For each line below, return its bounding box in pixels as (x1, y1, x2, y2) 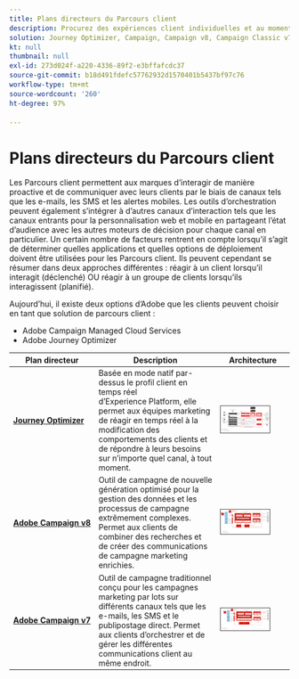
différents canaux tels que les (98, 601, 206, 611)
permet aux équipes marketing (98, 405, 211, 416)
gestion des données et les (98, 494, 198, 504)
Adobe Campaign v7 (12, 615, 92, 626)
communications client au (98, 648, 193, 659)
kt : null (9, 43, 42, 52)
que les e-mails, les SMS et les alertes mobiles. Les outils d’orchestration (9, 196, 277, 207)
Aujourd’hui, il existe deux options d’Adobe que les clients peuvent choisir (9, 299, 279, 309)
